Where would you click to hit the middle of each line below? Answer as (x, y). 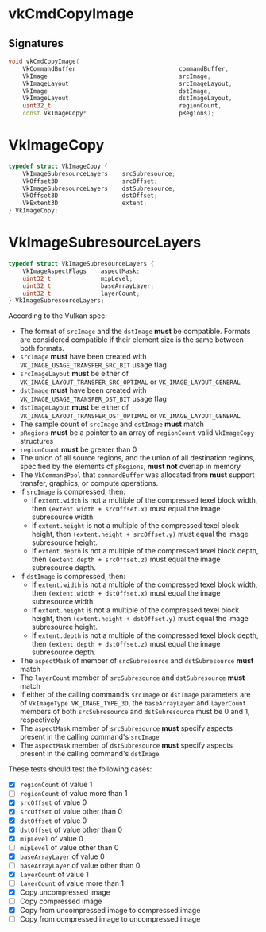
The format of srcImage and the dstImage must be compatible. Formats (135, 332)
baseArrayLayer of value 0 (62, 856)
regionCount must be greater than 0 (78, 449)
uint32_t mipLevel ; (78, 278)
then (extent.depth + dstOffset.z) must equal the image (126, 644)
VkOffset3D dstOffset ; (90, 196)
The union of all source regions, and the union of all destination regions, (137, 458)
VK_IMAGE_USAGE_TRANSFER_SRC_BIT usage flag (93, 365)
